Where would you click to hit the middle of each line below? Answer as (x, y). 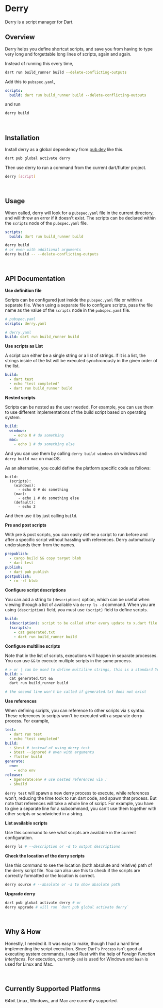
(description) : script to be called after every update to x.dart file (83, 623)
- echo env (25, 770)
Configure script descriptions (36, 590)
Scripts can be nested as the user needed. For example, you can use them (79, 407)
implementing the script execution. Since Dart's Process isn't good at (74, 949)
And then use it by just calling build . (41, 516)
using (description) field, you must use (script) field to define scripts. (76, 610)
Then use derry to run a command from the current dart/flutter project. (76, 168)
